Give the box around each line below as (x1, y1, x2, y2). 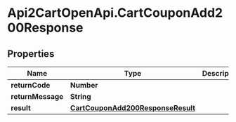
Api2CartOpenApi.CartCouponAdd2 (7, 5, 223, 21)
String (70, 92, 91, 101)
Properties (7, 48, 55, 60)
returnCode (11, 81, 51, 90)
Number (70, 81, 98, 90)
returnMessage (11, 92, 64, 101)
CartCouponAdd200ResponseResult (70, 103, 195, 113)
